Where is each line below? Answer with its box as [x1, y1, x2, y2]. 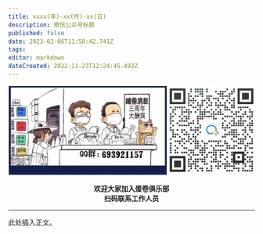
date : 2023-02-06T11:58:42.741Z [8, 38, 113, 45]
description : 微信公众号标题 [8, 20, 95, 29]
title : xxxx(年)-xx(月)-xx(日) [8, 13, 107, 20]
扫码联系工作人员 [104, 194, 159, 203]
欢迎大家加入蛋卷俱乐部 [93, 184, 170, 193]
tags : [8, 45, 26, 54]
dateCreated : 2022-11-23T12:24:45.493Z [8, 63, 139, 70]
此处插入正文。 [8, 218, 56, 227]
